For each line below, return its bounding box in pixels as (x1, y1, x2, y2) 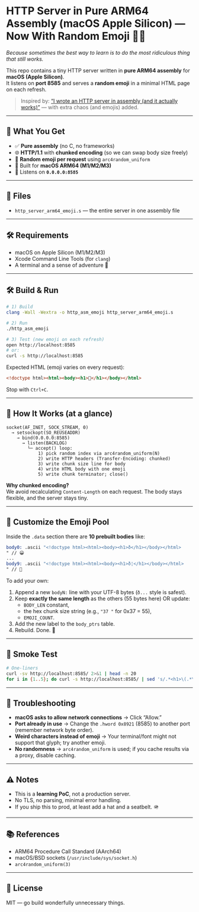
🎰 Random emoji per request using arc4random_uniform (14, 156, 150, 163)
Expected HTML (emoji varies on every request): (6, 364, 125, 371)
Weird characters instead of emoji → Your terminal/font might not (14, 733, 176, 740)
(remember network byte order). (14, 727, 94, 734)
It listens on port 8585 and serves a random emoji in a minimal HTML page (6, 79, 190, 87)
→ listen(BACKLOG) (21, 440, 68, 446)
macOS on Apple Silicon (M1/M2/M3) (14, 249, 105, 256)
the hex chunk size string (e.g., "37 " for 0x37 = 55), (23, 608, 152, 615)
